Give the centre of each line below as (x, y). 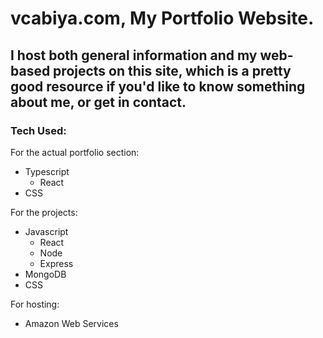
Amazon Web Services (71, 323)
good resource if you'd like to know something (158, 86)
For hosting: (35, 304)
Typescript (47, 171)
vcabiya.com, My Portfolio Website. (162, 18)
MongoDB (45, 274)
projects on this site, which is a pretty (172, 70)
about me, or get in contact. (98, 102)
